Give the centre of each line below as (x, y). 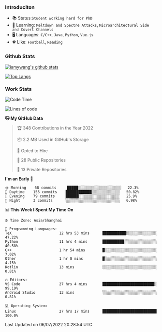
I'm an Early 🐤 (19, 179)
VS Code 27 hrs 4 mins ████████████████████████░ (81, 284)
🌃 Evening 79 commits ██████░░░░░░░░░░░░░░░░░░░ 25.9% (71, 196)
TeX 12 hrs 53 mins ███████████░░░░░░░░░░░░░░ (81, 233)
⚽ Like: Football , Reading (37, 42)
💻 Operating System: (27, 306)
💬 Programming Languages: (31, 229)
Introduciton (20, 7)
